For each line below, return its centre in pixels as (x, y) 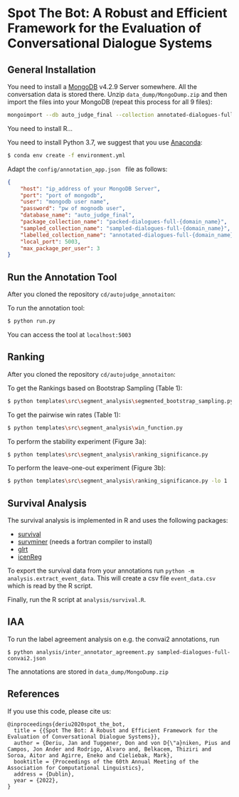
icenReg (30, 557)
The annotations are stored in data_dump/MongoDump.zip (88, 672)
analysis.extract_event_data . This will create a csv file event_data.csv (111, 578)
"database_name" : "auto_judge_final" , (78, 215)
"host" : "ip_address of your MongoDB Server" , (90, 189)
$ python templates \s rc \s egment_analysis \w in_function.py (95, 428)
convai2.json (27, 658)
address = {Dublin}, (44, 774)
